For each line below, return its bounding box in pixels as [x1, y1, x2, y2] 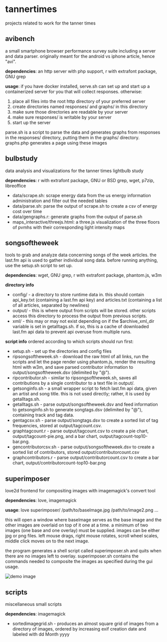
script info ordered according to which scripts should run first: [5, 339, 134, 345]
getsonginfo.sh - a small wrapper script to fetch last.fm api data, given [12, 385, 157, 391]
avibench [5, 35, 35, 43]
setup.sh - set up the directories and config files [12, 348, 112, 354]
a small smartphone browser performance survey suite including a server [5, 48, 156, 54]
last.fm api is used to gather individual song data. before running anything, [5, 257, 158, 263]
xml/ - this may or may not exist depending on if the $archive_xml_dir [12, 318, 155, 324]
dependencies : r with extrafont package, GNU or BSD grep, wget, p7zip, [5, 177, 155, 183]
